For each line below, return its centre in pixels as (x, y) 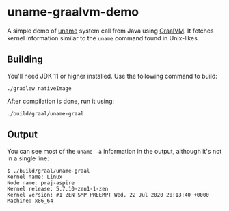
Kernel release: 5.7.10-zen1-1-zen (58, 188)
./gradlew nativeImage (39, 88)
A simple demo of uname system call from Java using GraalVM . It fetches (110, 31)
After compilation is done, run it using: (61, 101)
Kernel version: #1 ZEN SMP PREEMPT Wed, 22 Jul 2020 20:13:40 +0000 (108, 195)
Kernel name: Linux (35, 177)
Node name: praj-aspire (41, 183)
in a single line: (28, 158)
